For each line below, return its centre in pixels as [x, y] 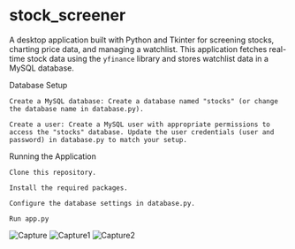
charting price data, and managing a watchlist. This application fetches [138, 49]
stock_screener [68, 15]
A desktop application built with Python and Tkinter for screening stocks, [142, 40]
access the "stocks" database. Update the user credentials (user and [142, 132]
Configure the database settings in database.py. [102, 203]
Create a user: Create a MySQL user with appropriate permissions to [140, 124]
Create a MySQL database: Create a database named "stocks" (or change [144, 101]
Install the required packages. [68, 188]
